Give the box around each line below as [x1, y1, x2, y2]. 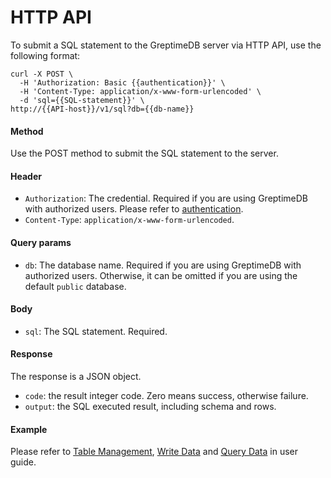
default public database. [24, 280, 127, 292]
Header [10, 170, 42, 182]
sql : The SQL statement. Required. [24, 325, 168, 337]
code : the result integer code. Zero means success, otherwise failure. [24, 389, 309, 401]
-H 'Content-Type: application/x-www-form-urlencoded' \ [19, 86, 262, 96]
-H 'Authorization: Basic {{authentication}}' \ [19, 77, 226, 88]
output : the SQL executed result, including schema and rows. [24, 400, 277, 412]
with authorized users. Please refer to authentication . [24, 203, 244, 215]
